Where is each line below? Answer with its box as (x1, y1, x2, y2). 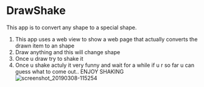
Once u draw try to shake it (15, 55, 83, 62)
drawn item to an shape (15, 42, 75, 49)
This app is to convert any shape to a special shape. (6, 24, 137, 31)
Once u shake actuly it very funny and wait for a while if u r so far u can (15, 61, 195, 69)
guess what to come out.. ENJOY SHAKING (15, 68, 124, 75)
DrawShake (6, 4, 66, 18)
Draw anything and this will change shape (15, 48, 121, 55)
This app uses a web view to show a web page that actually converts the (15, 35, 198, 43)
